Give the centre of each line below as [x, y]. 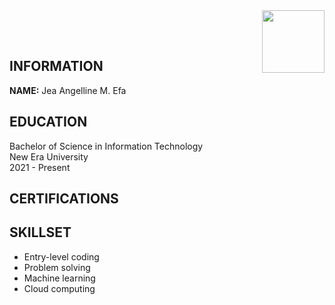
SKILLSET [40, 232]
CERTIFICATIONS [64, 199]
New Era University [49, 156]
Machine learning [59, 278]
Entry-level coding [61, 256]
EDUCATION [48, 122]
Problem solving [57, 267]
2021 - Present [40, 167]
